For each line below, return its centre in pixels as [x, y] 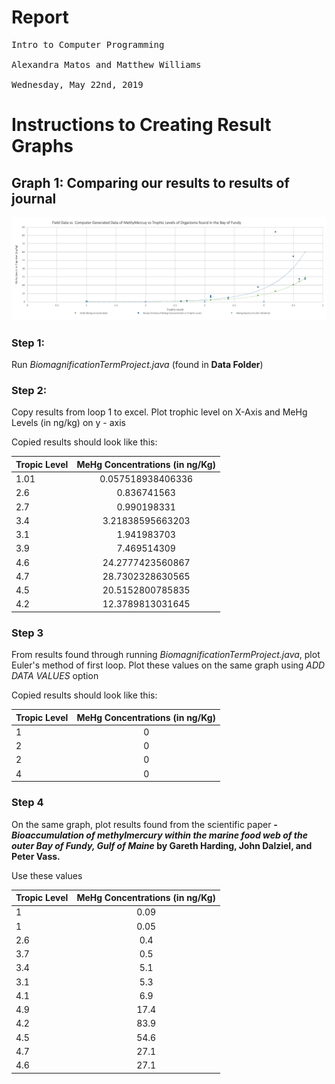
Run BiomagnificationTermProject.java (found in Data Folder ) [137, 365]
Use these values [47, 875]
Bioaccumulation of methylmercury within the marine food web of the [159, 835]
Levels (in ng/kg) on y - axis [68, 423]
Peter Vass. [36, 856]
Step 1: [28, 343]
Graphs [42, 146]
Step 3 [27, 633]
